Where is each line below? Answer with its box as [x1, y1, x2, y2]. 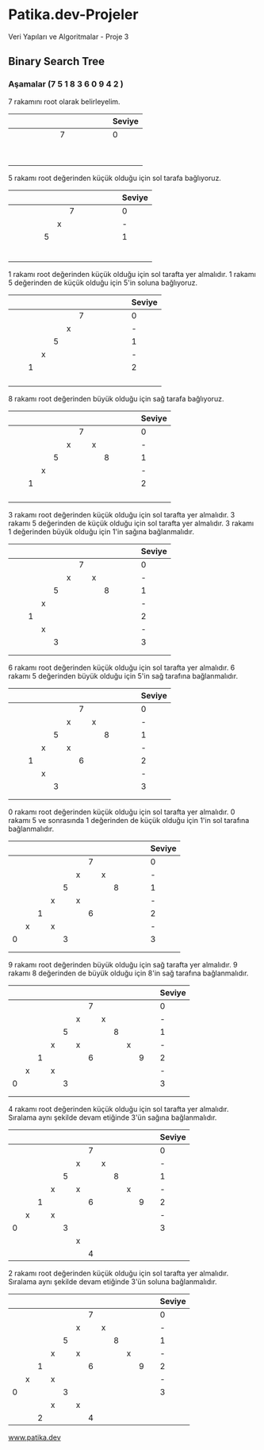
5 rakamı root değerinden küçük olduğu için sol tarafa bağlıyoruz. [8, 173, 222, 183]
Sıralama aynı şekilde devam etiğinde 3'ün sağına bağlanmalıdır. [8, 1113, 217, 1122]
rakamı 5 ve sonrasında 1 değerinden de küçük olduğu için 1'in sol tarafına [8, 815, 250, 825]
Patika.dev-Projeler [8, 6, 139, 24]
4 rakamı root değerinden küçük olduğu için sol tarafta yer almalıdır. [8, 1104, 229, 1113]
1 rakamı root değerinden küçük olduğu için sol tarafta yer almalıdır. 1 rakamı [8, 269, 256, 279]
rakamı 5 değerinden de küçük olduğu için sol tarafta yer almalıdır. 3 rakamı [8, 518, 254, 528]
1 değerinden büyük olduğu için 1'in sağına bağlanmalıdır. [8, 526, 194, 537]
